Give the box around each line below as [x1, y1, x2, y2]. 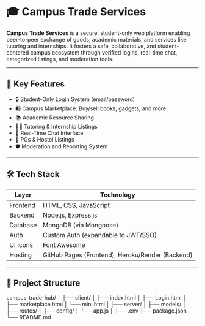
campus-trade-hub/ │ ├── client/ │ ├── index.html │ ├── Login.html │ [6, 294, 187, 301]
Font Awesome [42, 240, 85, 249]
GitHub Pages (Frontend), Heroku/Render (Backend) [42, 251, 193, 259]
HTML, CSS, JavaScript [42, 200, 110, 209]
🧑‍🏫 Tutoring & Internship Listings [15, 123, 98, 130]
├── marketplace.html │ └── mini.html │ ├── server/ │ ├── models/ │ [6, 301, 187, 308]
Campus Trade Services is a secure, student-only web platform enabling [6, 29, 190, 37]
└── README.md [6, 314, 51, 321]
